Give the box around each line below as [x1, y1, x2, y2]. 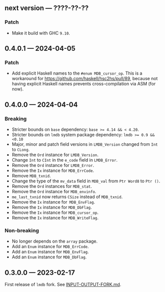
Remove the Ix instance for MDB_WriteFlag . [11, 215, 99, 221]
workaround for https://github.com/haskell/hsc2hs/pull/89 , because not [11, 76, 158, 82]
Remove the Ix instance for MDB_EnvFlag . [11, 199, 95, 205]
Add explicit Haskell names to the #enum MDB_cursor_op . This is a [11, 70, 143, 76]
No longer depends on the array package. [11, 238, 98, 244]
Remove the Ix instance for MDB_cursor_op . [11, 209, 99, 215]
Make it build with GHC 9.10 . [11, 30, 70, 36]
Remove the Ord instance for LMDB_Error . [11, 163, 94, 168]
